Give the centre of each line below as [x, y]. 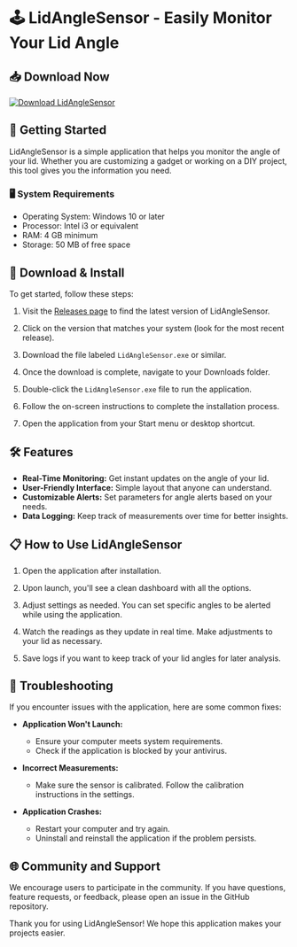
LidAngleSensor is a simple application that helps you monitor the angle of [145, 151]
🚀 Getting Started [58, 130]
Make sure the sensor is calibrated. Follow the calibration [139, 785]
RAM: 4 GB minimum [60, 236]
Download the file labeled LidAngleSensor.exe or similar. [124, 354]
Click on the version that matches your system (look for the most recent [153, 328]
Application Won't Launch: [72, 725]
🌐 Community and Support [85, 866]
